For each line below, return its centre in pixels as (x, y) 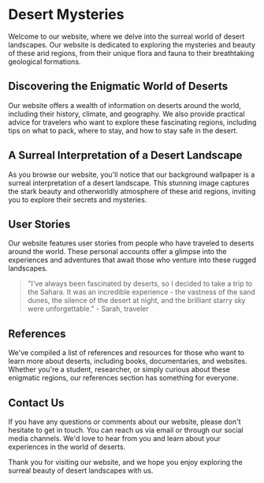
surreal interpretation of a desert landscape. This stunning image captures (129, 182)
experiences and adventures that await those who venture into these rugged (132, 260)
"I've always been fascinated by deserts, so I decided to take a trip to (140, 284)
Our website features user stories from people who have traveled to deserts (131, 243)
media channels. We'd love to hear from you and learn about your (115, 438)
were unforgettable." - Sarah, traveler (88, 309)
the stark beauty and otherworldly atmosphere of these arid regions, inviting (132, 191)
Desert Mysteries (66, 15)
